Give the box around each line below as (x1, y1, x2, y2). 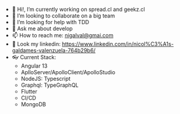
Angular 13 (20, 62, 48, 69)
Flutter (20, 88, 37, 95)
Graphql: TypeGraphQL (20, 81, 79, 89)
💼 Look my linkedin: (11, 40, 61, 48)
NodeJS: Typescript (20, 75, 71, 82)
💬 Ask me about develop (11, 25, 73, 32)
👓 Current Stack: (11, 54, 57, 60)
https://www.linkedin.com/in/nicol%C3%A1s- (61, 40, 174, 48)
